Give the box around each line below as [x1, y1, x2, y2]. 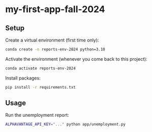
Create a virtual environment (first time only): [5, 37, 99, 43]
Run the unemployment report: [5, 112, 69, 118]
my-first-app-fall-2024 [5, 4, 105, 15]
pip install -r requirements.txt [5, 84, 76, 90]
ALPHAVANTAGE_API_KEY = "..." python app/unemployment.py [5, 122, 126, 127]
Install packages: [5, 75, 41, 81]
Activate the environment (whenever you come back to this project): [5, 56, 148, 62]
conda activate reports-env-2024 [5, 66, 76, 71]
